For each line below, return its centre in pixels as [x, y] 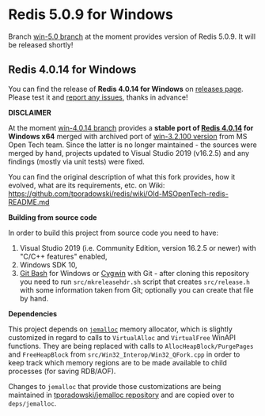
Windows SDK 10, [48, 265]
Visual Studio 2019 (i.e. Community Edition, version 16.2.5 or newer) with [138, 248]
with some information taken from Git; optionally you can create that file [136, 289]
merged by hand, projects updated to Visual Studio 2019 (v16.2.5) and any [129, 153]
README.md [29, 202]
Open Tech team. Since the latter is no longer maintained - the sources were [132, 145]
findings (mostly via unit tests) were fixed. [76, 161]
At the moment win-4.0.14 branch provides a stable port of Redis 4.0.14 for [131, 127]
